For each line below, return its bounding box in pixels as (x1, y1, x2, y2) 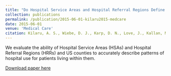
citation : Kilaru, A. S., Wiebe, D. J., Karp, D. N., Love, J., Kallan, (5, 31, 163, 36)
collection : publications (5, 12, 60, 17)
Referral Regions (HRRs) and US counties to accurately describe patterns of (5, 50, 164, 56)
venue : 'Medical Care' (5, 26, 53, 31)
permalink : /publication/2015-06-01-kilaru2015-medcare (5, 17, 126, 22)
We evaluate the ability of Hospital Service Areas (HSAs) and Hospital (5, 45, 151, 50)
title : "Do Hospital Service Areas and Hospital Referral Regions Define (5, 7, 165, 13)
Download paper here (5, 65, 51, 71)
